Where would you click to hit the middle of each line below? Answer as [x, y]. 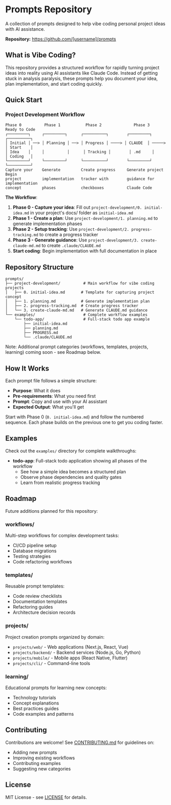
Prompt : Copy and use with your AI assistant [60, 401]
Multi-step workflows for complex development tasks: [62, 535]
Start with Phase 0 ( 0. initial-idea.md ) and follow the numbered [74, 417]
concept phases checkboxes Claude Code [79, 188]
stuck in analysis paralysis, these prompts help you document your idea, [81, 78]
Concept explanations [36, 703]
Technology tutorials [34, 697]
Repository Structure [40, 267]
